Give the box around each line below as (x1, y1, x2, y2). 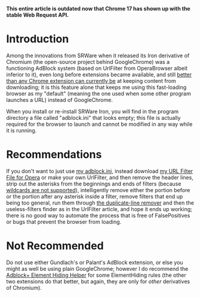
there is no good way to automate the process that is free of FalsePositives (6, 212, 190, 219)
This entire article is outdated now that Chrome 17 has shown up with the (6, 5, 190, 12)
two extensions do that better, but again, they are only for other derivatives (6, 277, 190, 285)
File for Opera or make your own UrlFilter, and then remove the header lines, (6, 174, 194, 181)
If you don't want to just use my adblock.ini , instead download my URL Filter (6, 167, 193, 175)
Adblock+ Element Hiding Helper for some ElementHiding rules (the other (6, 271, 186, 279)
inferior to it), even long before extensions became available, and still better (6, 71, 192, 78)
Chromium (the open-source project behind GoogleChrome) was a (6, 58, 170, 65)
